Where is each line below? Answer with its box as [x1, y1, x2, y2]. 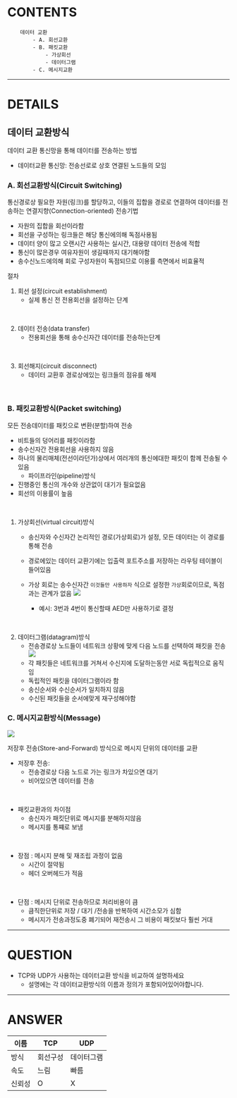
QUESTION [7, 947, 73, 963]
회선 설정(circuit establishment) [17, 287, 108, 295]
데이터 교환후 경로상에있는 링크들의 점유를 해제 [28, 371, 157, 379]
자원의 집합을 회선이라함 [17, 221, 85, 230]
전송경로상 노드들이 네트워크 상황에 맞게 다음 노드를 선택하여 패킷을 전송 [28, 641, 226, 649]
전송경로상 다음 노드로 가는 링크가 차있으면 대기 [28, 767, 159, 776]
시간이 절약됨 [28, 860, 65, 868]
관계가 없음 [41, 589, 72, 597]
